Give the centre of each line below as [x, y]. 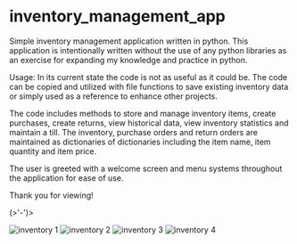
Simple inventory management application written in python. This [129, 41]
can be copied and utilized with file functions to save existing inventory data [149, 86]
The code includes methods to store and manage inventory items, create [143, 113]
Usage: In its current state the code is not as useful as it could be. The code [148, 77]
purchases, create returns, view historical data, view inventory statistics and [149, 123]
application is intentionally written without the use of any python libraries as [148, 50]
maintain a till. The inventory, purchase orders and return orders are [134, 132]
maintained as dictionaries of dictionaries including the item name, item [140, 142]
